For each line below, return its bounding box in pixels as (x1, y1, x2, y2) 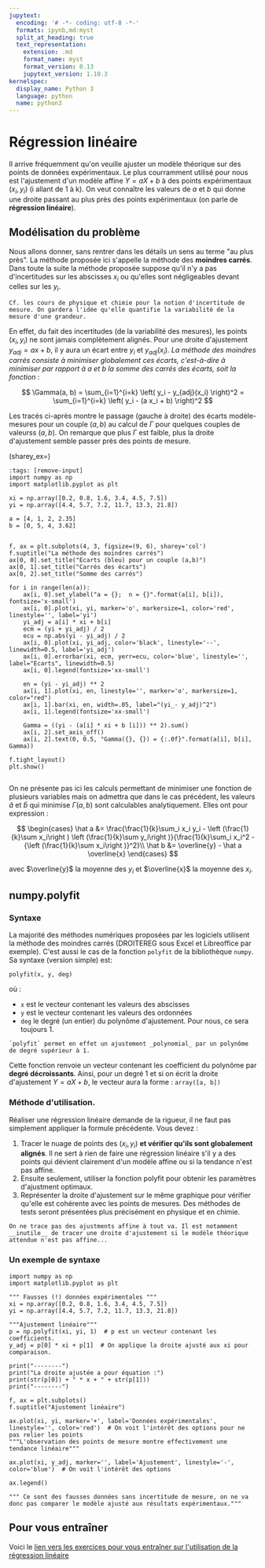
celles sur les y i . (9, 282, 61, 294)
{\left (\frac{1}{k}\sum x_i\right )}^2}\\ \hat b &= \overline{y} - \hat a (24, 840, 242, 850)
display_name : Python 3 (16, 84, 94, 93)
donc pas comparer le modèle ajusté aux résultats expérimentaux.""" (9, 1500, 242, 1507)
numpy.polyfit (9, 889, 80, 902)
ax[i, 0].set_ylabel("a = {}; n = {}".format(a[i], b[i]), (23, 590, 224, 598)
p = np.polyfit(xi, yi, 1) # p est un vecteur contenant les (9, 1327, 217, 1335)
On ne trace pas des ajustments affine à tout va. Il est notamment (9, 1222, 238, 1230)
